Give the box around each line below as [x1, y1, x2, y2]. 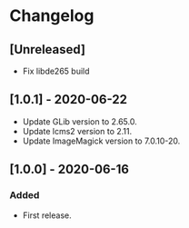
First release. [22, 210, 72, 221]
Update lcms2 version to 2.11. [22, 125, 133, 136]
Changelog [9, 5, 94, 26]
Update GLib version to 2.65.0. [22, 115, 138, 127]
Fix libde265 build [22, 65, 90, 76]
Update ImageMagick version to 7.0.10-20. [22, 135, 181, 146]
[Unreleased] [9, 42, 86, 57]
